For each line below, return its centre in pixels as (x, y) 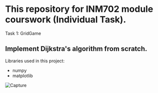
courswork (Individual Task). (66, 20)
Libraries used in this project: (35, 61)
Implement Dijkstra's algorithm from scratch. (76, 49)
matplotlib (23, 76)
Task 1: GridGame (23, 33)
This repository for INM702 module (79, 9)
